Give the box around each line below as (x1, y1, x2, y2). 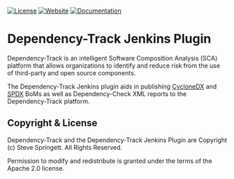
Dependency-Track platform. (7, 97, 90, 105)
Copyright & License (7, 117, 98, 129)
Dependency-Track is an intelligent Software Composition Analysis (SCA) (7, 54, 218, 62)
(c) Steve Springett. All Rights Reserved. (7, 143, 123, 151)
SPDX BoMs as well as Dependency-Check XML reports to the (7, 89, 187, 98)
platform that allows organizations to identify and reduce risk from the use (7, 61, 221, 70)
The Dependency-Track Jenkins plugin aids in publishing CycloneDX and (7, 82, 217, 91)
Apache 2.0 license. (7, 164, 65, 172)
